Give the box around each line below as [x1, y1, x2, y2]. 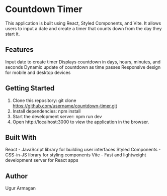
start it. [5, 31, 20, 37]
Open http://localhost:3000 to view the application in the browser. [12, 119, 149, 125]
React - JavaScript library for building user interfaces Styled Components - [5, 147, 161, 153]
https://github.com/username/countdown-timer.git [12, 103, 117, 109]
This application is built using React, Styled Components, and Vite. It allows [5, 20, 161, 26]
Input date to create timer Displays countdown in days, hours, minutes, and [5, 59, 161, 65]
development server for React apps [5, 157, 79, 163]
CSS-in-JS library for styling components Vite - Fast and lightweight [5, 152, 146, 158]
